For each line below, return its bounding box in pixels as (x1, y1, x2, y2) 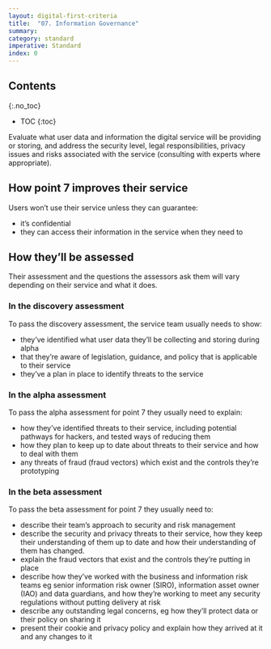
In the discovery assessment (8, 301, 125, 312)
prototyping (19, 466, 60, 476)
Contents (8, 79, 57, 93)
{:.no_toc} (8, 100, 41, 110)
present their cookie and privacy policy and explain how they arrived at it (19, 623, 263, 633)
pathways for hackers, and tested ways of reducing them (19, 432, 211, 441)
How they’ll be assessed (8, 251, 134, 264)
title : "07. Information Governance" (8, 19, 139, 27)
